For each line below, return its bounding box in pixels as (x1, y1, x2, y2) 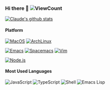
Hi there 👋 (5, 5, 29, 12)
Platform (5, 27, 24, 33)
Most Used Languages (5, 68, 52, 74)
